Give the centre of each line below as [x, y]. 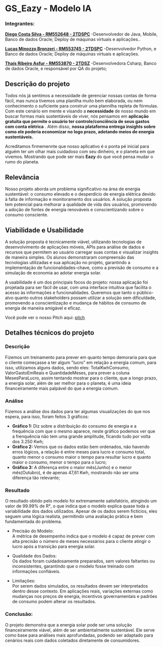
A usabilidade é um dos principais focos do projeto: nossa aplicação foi [77, 282]
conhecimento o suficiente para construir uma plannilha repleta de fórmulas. [82, 106]
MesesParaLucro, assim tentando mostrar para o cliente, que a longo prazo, [81, 378]
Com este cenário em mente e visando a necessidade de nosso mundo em [81, 111]
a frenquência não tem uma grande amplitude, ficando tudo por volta [81, 436]
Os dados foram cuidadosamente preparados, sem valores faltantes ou [83, 561]
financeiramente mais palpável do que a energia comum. [62, 388]
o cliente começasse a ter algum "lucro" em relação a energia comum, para [81, 362]
